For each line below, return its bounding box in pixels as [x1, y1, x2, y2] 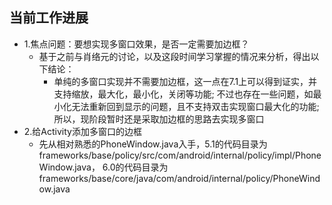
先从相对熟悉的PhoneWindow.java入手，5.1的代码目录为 [38, 138, 268, 150]
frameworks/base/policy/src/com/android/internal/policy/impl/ [38, 149, 296, 161]
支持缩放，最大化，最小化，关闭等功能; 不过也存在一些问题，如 [53, 88, 314, 100]
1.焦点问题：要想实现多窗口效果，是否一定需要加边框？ [23, 38, 250, 50]
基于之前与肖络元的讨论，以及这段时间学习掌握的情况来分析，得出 [38, 50, 311, 62]
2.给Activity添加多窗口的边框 [23, 125, 142, 137]
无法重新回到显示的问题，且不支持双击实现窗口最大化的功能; [71, 100, 320, 112]
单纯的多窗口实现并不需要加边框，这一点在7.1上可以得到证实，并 [53, 75, 318, 87]
